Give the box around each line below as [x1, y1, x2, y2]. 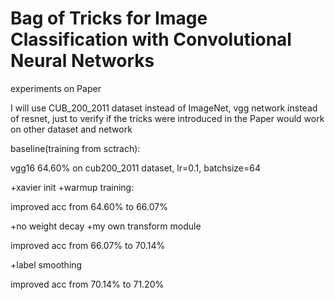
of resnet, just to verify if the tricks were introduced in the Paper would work [10, 112, 325, 124]
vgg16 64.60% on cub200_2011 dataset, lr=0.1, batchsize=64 [10, 162, 261, 174]
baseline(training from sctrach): [10, 142, 141, 154]
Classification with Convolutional [10, 28, 292, 51]
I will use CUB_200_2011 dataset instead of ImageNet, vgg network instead [10, 102, 318, 114]
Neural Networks [10, 50, 155, 72]
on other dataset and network [10, 123, 133, 135]
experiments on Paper [10, 82, 102, 94]
